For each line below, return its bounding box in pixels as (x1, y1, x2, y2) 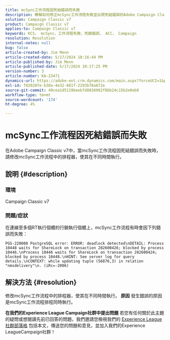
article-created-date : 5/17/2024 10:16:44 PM (5, 54, 103, 60)
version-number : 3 (5, 69, 44, 74)
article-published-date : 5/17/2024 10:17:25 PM (5, 64, 108, 69)
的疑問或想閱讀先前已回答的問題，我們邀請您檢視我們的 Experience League (5, 316, 162, 322)
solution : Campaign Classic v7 (5, 17, 71, 22)
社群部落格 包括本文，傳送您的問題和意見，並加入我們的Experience (5, 322, 146, 328)
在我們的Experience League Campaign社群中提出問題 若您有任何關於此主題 (5, 310, 164, 316)
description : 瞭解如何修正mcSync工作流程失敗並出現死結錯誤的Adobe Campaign (5, 12, 156, 17)
